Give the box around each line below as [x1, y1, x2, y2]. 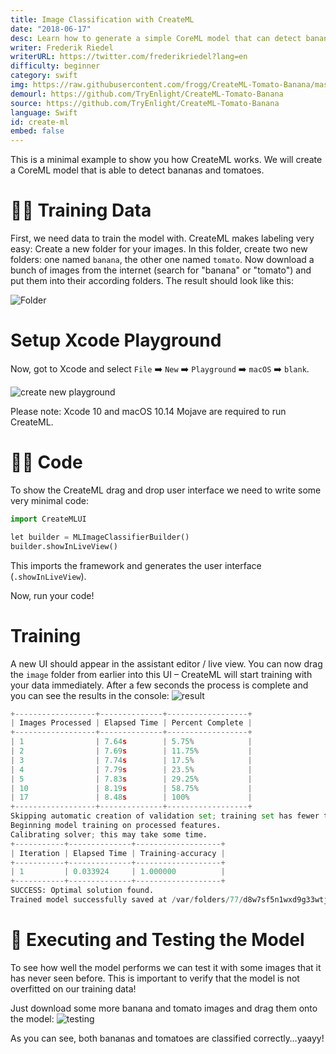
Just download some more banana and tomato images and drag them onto [10, 1002, 318, 1014]
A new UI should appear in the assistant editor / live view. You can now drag [10, 657, 323, 670]
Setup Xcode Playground [10, 329, 222, 352]
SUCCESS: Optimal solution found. [10, 886, 155, 896]
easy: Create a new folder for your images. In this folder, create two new [10, 243, 308, 255]
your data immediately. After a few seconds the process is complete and [10, 679, 309, 691]
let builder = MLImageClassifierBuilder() [10, 532, 190, 542]
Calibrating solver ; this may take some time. [10, 829, 208, 840]
